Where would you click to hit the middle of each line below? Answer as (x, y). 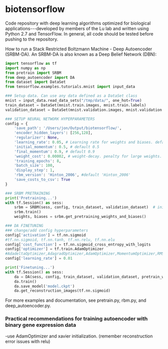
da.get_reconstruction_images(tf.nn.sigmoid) (62, 291)
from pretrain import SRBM (33, 73)
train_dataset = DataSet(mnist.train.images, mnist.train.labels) (76, 105)
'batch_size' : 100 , (34, 166)
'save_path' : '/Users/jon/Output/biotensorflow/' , (68, 128)
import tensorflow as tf (31, 63)
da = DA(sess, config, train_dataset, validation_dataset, (77, 277)
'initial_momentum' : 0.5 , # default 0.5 (57, 147)
